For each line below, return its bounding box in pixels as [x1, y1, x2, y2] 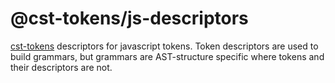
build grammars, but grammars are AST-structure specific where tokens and [10, 50, 325, 62]
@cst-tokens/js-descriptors [10, 7, 249, 30]
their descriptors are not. [10, 61, 113, 73]
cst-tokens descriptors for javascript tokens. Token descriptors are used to [10, 40, 319, 52]
